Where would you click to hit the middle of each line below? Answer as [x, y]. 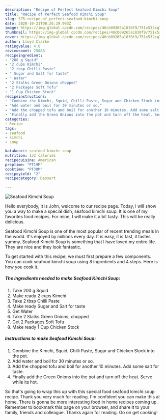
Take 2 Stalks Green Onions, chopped [51, 317]
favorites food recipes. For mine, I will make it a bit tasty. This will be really [80, 217]
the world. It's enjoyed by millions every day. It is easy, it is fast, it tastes [78, 237]
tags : [11, 128]
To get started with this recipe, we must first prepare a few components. [78, 256]
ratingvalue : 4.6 [23, 46]
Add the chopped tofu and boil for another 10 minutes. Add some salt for [85, 366]
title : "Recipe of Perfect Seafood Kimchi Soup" [56, 14]
